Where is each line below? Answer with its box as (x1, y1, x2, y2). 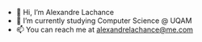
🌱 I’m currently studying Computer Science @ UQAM (15, 16, 192, 25)
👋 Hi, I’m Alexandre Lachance (15, 8, 115, 17)
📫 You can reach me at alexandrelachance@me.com (15, 25, 194, 34)
